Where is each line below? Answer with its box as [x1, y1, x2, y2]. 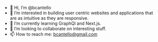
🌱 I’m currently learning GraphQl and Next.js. [9, 20, 102, 26]
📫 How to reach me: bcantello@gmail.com [9, 31, 98, 37]
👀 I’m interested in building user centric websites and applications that [9, 10, 154, 16]
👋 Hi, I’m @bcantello [9, 5, 52, 10]
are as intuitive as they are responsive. [9, 15, 89, 21]
